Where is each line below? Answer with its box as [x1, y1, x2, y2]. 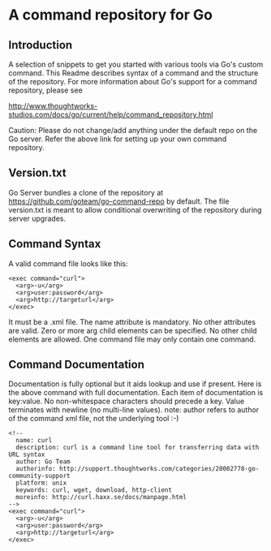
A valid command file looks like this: [8, 258, 128, 269]
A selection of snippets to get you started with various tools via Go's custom [8, 59, 264, 69]
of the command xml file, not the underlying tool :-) [8, 414, 179, 424]
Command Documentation [8, 358, 144, 372]
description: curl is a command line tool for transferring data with [15, 444, 260, 452]
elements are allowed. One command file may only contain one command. [8, 334, 256, 344]
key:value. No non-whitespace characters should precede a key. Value [8, 396, 245, 407]
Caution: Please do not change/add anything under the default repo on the [8, 126, 258, 135]
